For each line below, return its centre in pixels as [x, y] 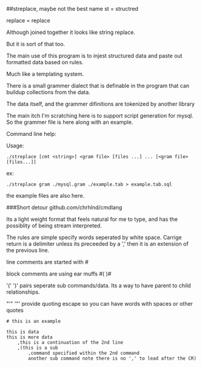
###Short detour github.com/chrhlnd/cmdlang [64, 207]
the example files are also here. [45, 196]
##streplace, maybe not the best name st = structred [72, 9]
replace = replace [28, 20]
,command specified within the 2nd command [84, 353]
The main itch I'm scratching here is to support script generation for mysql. [100, 116]
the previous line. [28, 250]
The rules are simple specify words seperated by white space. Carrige [94, 237]
